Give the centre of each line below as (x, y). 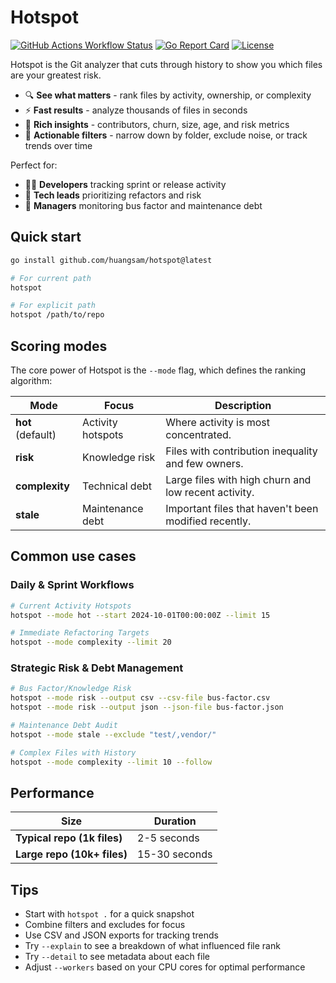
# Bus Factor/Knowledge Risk (71, 689)
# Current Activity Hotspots (71, 606)
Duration (175, 821)
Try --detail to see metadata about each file (117, 957)
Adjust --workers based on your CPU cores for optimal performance (165, 967)
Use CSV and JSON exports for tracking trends (121, 935)
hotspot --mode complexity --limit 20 (91, 642)
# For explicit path (53, 306)
